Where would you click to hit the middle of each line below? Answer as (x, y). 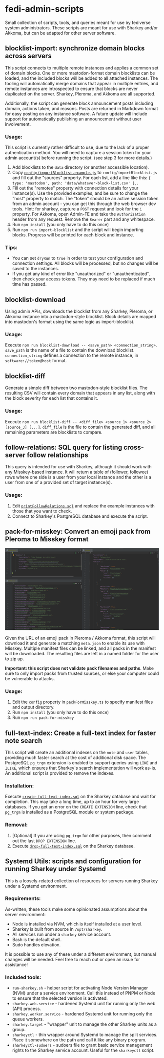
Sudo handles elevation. (36, 944)
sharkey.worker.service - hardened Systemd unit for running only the (82, 1014)
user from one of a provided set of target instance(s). (59, 483)
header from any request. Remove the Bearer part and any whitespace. (83, 219)
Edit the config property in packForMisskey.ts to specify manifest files (82, 702)
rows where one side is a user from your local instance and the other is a (78, 477)
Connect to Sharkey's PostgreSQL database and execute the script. (80, 516)
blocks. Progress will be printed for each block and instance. (73, 235)
